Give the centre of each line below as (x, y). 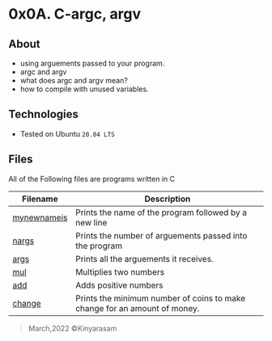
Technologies (44, 114)
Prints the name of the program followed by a (161, 213)
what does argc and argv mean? (74, 80)
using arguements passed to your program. (92, 63)
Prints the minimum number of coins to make (161, 298)
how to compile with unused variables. (84, 89)
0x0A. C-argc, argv (75, 14)
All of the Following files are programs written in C (92, 179)
